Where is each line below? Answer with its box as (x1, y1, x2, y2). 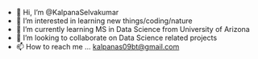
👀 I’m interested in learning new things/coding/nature (15, 16, 193, 26)
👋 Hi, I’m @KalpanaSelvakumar (15, 8, 119, 17)
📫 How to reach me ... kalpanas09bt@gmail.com (15, 42, 180, 51)
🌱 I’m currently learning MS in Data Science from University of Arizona (15, 25, 250, 33)
